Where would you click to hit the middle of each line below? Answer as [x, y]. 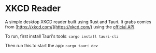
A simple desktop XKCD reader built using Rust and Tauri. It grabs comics [78, 22]
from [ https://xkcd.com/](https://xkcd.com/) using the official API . [71, 26]
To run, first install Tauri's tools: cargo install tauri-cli [62, 36]
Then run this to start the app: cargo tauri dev [51, 45]
